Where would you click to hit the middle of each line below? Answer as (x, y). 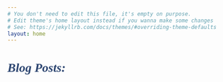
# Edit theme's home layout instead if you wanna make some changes (110, 20)
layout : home (27, 34)
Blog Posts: (36, 68)
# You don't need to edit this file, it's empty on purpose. (99, 14)
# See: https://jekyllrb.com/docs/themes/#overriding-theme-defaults (112, 27)
